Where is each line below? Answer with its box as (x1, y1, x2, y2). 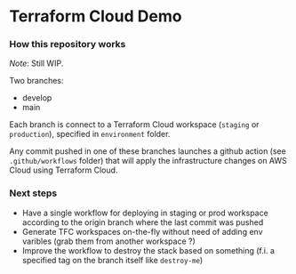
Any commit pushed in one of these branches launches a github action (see (9, 146, 286, 157)
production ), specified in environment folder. (9, 129, 171, 140)
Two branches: (9, 76, 64, 86)
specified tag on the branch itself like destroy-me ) (21, 254, 204, 265)
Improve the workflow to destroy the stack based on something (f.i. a (21, 245, 276, 255)
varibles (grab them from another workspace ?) (21, 236, 196, 246)
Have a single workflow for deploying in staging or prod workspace (21, 207, 268, 218)
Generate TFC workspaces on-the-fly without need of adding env (21, 226, 264, 237)
